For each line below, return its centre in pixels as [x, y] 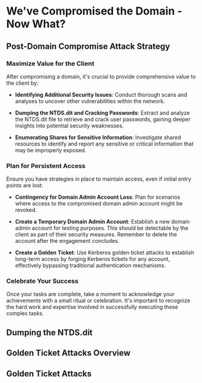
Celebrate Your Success [42, 281]
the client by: [22, 83]
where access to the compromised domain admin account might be [99, 204]
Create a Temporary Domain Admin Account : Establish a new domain [102, 222]
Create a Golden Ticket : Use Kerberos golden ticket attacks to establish [104, 253]
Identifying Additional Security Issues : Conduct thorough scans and [101, 94]
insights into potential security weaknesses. [69, 126]
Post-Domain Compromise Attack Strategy [88, 46]
